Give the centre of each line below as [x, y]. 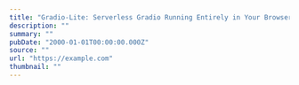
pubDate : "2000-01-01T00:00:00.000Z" [79, 42]
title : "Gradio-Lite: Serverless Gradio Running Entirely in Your [135, 17]
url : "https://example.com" [61, 58]
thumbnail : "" [36, 67]
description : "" [39, 26]
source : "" [29, 50]
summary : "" [31, 34]
